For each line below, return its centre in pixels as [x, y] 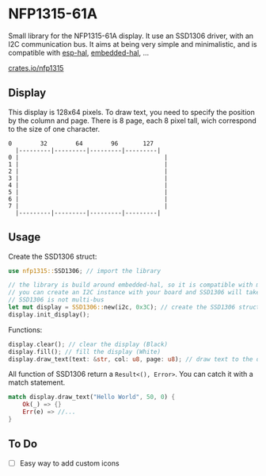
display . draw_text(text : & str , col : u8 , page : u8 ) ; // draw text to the [131, 359]
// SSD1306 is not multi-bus [56, 300]
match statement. [37, 382]
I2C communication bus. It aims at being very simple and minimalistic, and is [133, 44]
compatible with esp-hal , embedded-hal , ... [79, 52]
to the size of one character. [54, 129]
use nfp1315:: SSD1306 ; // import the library [84, 271]
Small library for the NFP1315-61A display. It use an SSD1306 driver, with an [131, 36]
